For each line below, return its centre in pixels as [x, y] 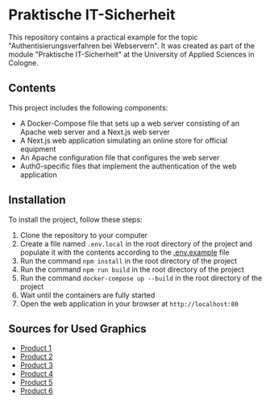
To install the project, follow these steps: [75, 219]
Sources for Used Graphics [77, 328]
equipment [38, 149]
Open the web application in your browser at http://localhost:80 [129, 303]
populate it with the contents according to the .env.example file [125, 252]
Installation [37, 200]
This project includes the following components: [88, 107]
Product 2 [37, 357]
